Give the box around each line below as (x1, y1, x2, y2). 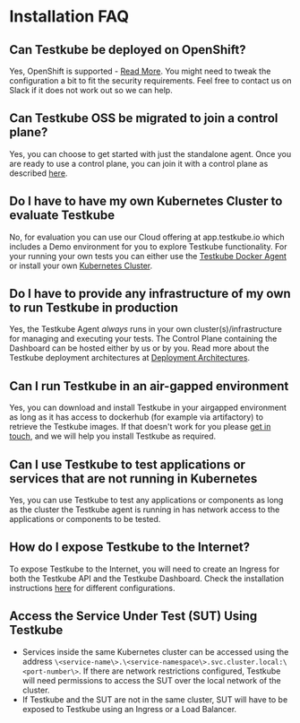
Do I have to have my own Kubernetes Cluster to (9, 194, 283, 209)
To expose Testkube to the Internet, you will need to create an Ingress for (9, 563, 280, 574)
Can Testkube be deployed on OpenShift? (9, 42, 246, 57)
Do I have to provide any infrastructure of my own (9, 286, 291, 301)
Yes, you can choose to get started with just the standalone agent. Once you (9, 148, 292, 159)
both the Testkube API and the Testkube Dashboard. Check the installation (9, 572, 285, 584)
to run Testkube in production (9, 301, 179, 316)
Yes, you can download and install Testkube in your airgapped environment (9, 402, 287, 414)
